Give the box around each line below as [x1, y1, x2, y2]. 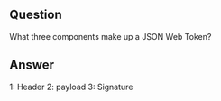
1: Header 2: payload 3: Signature [9, 81, 134, 92]
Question [9, 7, 62, 23]
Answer [9, 58, 55, 73]
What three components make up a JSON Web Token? [9, 31, 212, 41]
